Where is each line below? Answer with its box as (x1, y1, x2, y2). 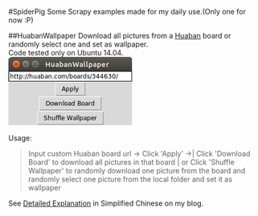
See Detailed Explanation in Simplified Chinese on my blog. (8, 198, 204, 208)
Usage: (8, 133, 32, 143)
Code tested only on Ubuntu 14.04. (8, 48, 124, 57)
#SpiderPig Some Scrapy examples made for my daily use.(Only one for (8, 7, 247, 16)
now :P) (8, 15, 34, 25)
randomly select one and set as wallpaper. (8, 39, 149, 49)
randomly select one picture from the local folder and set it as (27, 174, 233, 184)
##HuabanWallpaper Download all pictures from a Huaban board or (8, 31, 231, 40)
